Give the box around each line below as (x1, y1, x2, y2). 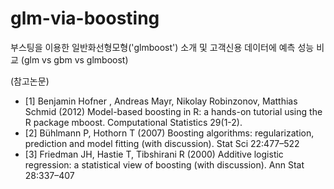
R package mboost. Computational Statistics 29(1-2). (24, 116, 243, 128)
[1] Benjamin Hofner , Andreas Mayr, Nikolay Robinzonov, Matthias (24, 95, 298, 107)
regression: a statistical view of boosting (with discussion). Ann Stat (24, 158, 305, 171)
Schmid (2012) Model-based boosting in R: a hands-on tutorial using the (24, 105, 323, 117)
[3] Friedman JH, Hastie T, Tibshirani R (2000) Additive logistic (24, 148, 284, 160)
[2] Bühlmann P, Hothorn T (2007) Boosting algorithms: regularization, (24, 127, 315, 139)
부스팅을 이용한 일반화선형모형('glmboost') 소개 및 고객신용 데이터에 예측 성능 (10, 41, 315, 53)
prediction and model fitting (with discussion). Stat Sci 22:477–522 (24, 137, 300, 149)
